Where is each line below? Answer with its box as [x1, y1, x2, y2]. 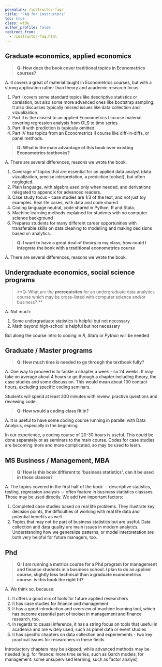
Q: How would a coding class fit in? [16, 408, 89, 414]
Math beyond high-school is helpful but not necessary [12, 323, 120, 329]
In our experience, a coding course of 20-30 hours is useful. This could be [5, 432, 154, 438]
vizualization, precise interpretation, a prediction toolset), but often [12, 174, 145, 179]
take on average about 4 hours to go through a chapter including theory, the [5, 374, 157, 380]
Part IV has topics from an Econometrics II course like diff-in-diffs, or [12, 130, 149, 136]
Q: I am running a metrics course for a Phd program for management [16, 561, 157, 567]
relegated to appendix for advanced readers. [12, 189, 102, 195]
